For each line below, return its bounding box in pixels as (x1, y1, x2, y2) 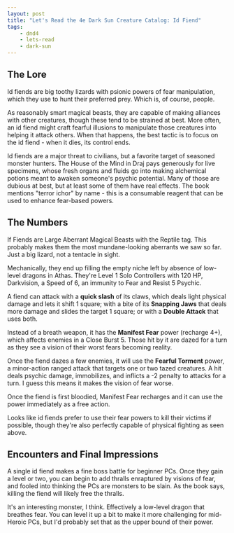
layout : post (7, 10, 45, 18)
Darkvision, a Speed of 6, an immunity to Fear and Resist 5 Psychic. (7, 278, 202, 287)
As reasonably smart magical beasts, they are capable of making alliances (7, 108, 221, 116)
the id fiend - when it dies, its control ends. (7, 138, 131, 146)
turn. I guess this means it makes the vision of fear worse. (7, 379, 174, 387)
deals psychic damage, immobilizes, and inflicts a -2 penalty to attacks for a (7, 371, 226, 380)
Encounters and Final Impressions (7, 449, 159, 461)
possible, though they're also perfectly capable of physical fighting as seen (7, 421, 224, 429)
